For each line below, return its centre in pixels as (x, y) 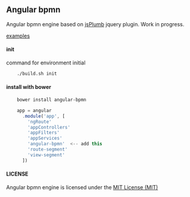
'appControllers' (49, 127)
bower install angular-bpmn (52, 100)
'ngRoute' (40, 122)
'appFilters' (44, 133)
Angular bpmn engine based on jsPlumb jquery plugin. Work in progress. (95, 24)
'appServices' (45, 138)
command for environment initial (46, 63)
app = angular (34, 110)
